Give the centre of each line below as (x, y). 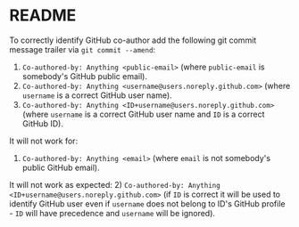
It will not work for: (44, 141)
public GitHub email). (61, 167)
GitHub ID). (43, 123)
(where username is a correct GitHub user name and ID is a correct (143, 114)
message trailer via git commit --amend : (83, 49)
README (43, 16)
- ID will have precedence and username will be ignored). (112, 213)
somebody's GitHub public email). (84, 76)
